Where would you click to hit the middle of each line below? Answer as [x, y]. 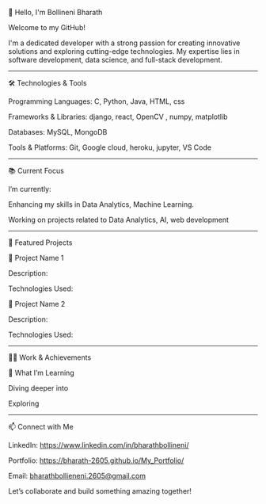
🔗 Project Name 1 [36, 258]
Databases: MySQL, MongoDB [58, 132]
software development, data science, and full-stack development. [116, 60]
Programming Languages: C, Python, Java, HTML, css [97, 101]
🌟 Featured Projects [40, 242]
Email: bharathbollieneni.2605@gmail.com [77, 476]
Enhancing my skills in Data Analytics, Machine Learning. [101, 204]
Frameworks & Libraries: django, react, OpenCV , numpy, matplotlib [118, 116]
